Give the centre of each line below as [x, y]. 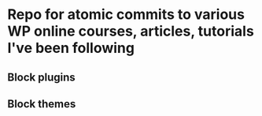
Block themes [42, 104]
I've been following [71, 48]
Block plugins [41, 77]
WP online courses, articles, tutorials [131, 31]
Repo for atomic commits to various [126, 15]
